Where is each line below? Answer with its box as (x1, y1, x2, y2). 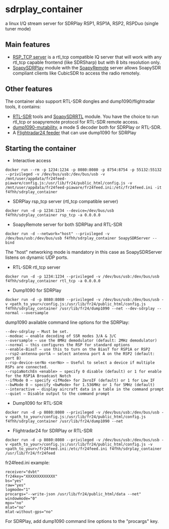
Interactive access (12, 158, 52, 164)
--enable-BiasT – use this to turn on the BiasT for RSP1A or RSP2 (5, 347, 151, 352)
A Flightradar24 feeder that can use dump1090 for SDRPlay (12, 129, 137, 135)
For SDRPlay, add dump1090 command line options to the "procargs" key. (5, 518, 159, 524)
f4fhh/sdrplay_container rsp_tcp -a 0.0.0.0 (5, 213, 101, 218)
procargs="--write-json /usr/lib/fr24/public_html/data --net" (5, 492, 142, 497)
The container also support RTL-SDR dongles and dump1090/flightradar (5, 98, 155, 104)
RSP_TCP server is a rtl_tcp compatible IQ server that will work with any (12, 54, 162, 60)
